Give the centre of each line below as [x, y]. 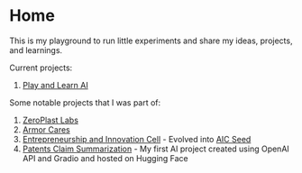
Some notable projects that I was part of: [85, 102]
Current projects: [41, 68]
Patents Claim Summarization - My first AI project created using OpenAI [156, 149]
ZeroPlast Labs [50, 120]
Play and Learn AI [55, 85]
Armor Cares [46, 129]
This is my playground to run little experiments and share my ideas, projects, [151, 41]
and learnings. [36, 50]
